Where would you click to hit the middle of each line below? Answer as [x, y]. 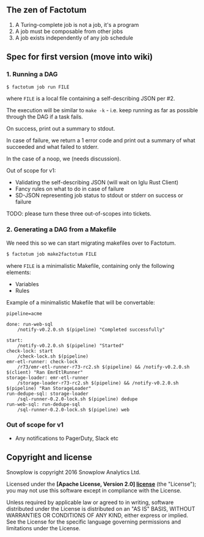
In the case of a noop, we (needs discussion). [64, 159]
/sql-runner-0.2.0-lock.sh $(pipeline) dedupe [78, 399]
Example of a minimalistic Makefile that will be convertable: [81, 302]
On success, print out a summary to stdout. [61, 129]
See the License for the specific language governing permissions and [94, 522]
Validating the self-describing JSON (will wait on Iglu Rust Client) [97, 182]
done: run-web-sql [30, 324]
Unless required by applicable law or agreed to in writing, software [90, 502]
